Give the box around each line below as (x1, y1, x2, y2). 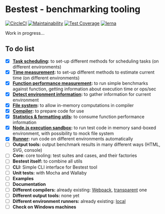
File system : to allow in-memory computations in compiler (12, 102, 134, 108)
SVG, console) (12, 147, 43, 153)
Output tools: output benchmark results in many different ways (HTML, (12, 141, 160, 147)
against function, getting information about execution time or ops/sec (12, 86, 156, 92)
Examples (12, 175, 34, 181)
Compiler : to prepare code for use (12, 108, 85, 114)
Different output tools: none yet (12, 192, 79, 198)
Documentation (12, 181, 46, 187)
